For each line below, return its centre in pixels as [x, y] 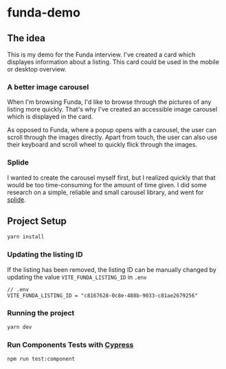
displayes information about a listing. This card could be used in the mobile [113, 62]
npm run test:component [41, 359]
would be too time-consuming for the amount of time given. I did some [107, 184]
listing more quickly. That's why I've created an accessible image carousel [112, 109]
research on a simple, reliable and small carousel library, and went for [105, 192]
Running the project [41, 313]
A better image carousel [48, 87]
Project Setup [37, 221]
